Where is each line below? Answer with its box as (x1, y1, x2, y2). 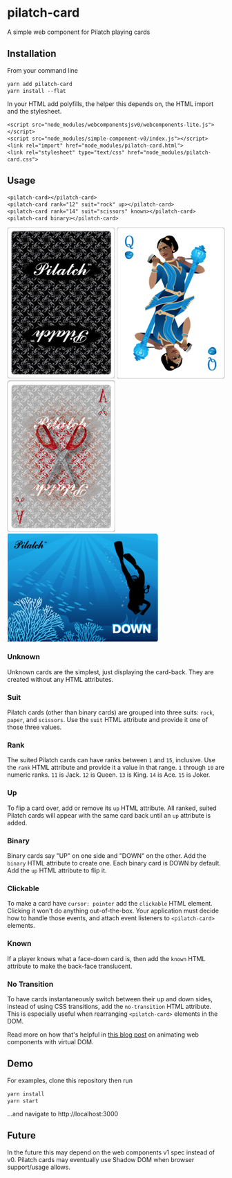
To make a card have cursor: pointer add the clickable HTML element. (7, 899, 213, 908)
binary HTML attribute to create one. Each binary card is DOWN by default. (7, 859, 221, 868)
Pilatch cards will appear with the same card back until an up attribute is (7, 811, 211, 819)
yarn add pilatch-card (7, 80, 72, 87)
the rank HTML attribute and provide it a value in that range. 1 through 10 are (7, 764, 224, 772)
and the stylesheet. (7, 107, 62, 115)
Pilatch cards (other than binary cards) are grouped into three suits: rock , (7, 708, 215, 717)
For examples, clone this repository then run (7, 1076, 133, 1084)
